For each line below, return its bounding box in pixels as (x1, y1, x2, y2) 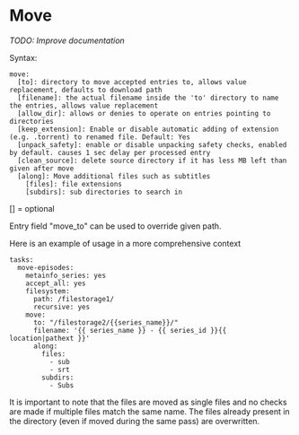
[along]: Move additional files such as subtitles (17, 171, 211, 180)
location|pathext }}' (9, 334, 91, 343)
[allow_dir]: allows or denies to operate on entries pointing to (17, 109, 271, 117)
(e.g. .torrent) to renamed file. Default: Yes (9, 132, 191, 142)
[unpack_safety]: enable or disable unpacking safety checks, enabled (17, 140, 287, 149)
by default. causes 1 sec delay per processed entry (9, 148, 211, 157)
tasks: (9, 255, 34, 265)
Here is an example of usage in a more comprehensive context (9, 238, 242, 248)
